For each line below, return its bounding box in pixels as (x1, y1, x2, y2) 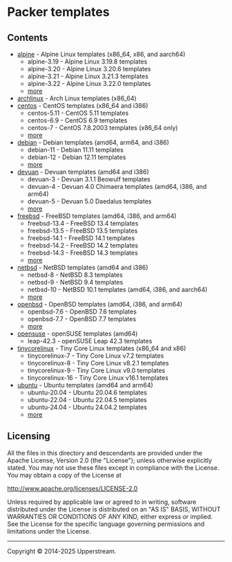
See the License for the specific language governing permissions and (7, 520, 205, 528)
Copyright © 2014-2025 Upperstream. (7, 547, 117, 555)
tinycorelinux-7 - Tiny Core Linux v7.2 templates (27, 352, 164, 360)
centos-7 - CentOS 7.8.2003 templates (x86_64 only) (27, 124, 178, 132)
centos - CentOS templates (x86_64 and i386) (17, 102, 148, 109)
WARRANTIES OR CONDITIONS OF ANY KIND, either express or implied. (7, 512, 213, 520)
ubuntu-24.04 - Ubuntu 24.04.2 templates (27, 403, 147, 411)
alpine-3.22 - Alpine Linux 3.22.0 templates (27, 80, 151, 87)
